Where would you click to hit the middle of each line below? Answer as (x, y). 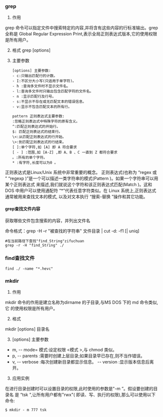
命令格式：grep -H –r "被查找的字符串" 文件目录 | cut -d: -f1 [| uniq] (72, 231)
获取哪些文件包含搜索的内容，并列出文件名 (48, 220)
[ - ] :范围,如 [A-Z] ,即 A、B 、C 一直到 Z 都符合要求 (65, 153)
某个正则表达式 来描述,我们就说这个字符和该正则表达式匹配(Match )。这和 (79, 185)
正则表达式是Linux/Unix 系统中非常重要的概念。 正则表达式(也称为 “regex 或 (81, 173)
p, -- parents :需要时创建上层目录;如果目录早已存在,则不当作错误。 (78, 356)
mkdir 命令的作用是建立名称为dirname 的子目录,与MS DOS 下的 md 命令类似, (81, 302)
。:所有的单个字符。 (29, 158)
